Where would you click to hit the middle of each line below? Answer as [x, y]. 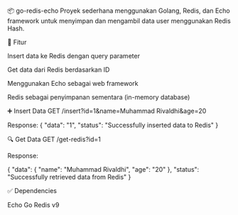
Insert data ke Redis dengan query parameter [74, 56]
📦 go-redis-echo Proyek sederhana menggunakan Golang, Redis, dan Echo [119, 11]
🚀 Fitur [17, 42]
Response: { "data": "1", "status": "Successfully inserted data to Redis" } [113, 125]
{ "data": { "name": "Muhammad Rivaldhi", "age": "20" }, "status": [103, 169]
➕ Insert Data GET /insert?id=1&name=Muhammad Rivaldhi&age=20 [107, 111]
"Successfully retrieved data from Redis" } [69, 177]
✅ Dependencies [32, 191]
